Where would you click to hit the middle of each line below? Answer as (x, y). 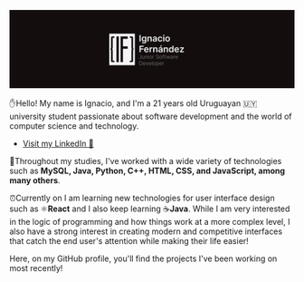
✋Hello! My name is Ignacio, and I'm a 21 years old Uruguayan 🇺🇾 (133, 103)
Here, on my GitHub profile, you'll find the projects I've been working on (143, 258)
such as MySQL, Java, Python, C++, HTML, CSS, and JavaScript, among (147, 170)
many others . (35, 180)
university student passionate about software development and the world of (151, 116)
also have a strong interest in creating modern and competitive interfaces (146, 231)
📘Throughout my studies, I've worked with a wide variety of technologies (146, 160)
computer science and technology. (74, 126)
